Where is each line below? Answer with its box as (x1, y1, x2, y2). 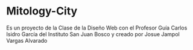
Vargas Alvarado (6, 37, 48, 44)
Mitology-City (6, 4, 78, 18)
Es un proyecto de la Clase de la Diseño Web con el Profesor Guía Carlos (6, 24, 188, 31)
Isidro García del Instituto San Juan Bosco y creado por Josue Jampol (6, 30, 180, 37)
